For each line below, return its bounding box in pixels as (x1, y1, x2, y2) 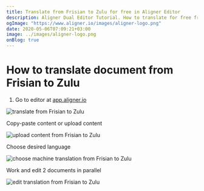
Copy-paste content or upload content (6, 119, 103, 127)
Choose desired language (6, 143, 71, 150)
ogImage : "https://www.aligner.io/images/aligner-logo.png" (6, 20, 162, 26)
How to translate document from (6, 63, 174, 77)
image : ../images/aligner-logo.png (6, 32, 97, 38)
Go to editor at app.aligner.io (15, 96, 87, 103)
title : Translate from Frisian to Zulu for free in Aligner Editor (6, 8, 181, 15)
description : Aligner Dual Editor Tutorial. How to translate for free (6, 15, 191, 21)
